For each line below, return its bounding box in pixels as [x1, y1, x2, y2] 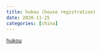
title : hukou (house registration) [6, 9, 96, 15]
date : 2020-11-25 [6, 15, 50, 21]
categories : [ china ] [6, 20, 59, 26]
